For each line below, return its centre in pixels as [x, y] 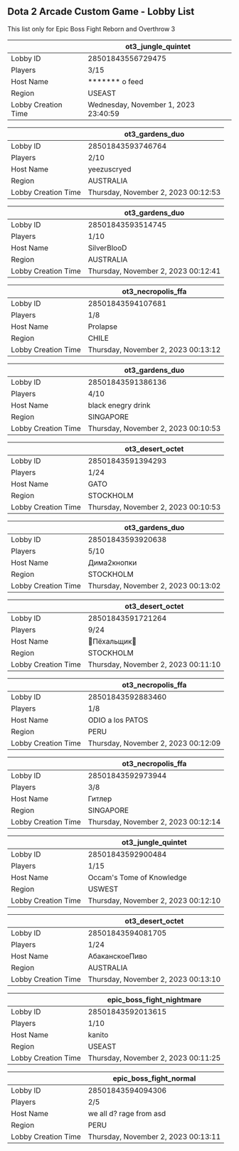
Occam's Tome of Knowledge [137, 877]
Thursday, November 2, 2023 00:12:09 [154, 743]
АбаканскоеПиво [118, 956]
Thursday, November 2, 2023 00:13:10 [154, 979]
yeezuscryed [110, 169]
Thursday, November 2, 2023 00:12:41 [154, 271]
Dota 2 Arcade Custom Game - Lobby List [101, 12]
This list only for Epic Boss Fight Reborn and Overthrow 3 [91, 28]
